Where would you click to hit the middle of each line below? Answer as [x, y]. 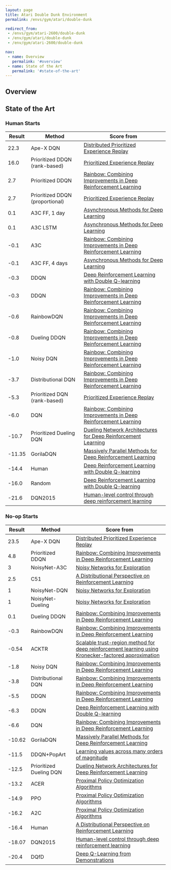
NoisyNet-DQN [49, 590]
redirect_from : [21, 28]
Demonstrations [95, 860]
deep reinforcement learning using [117, 649]
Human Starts [23, 123]
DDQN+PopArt [48, 755]
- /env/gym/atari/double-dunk [39, 38]
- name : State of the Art [35, 66]
